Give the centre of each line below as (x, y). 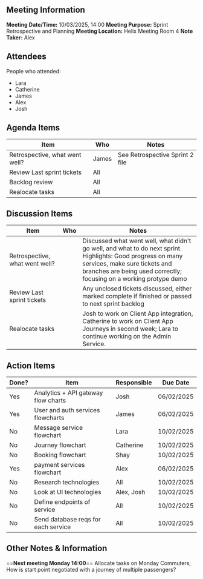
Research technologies (67, 483)
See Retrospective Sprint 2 (156, 155)
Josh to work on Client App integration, (138, 313)
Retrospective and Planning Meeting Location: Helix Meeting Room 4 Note (100, 31)
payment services (60, 465)
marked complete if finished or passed (137, 296)
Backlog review (31, 182)
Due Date (176, 383)
